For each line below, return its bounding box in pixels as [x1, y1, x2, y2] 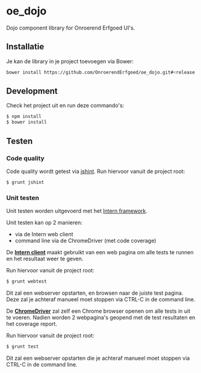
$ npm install [6, 113, 42, 120]
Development [6, 86, 58, 96]
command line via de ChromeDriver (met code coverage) [14, 237, 156, 245]
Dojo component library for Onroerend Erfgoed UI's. [6, 24, 135, 31]
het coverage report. [6, 320, 57, 327]
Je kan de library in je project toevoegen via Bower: [6, 57, 134, 64]
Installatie [6, 42, 45, 52]
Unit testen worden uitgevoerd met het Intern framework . [6, 207, 147, 215]
